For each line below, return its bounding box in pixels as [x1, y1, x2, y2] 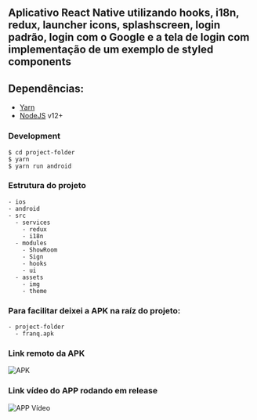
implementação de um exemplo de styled [8, 43, 214, 56]
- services [15, 219, 51, 226]
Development [8, 131, 61, 142]
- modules [15, 239, 47, 247]
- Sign [22, 252, 44, 261]
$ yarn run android [8, 162, 72, 170]
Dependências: [8, 81, 85, 95]
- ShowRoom [22, 246, 58, 254]
